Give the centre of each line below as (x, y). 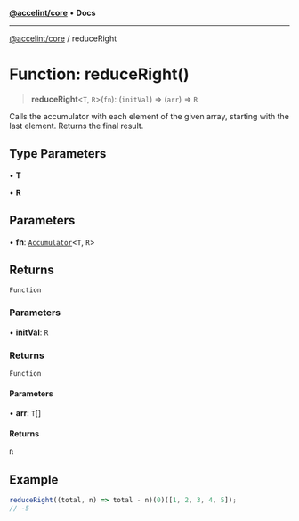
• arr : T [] (25, 413)
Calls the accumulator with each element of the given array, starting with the (149, 116)
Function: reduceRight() (99, 74)
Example (34, 480)
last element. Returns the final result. (77, 126)
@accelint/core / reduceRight (63, 38)
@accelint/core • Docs (53, 13)
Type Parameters (58, 154)
